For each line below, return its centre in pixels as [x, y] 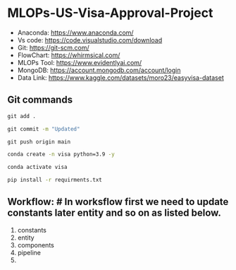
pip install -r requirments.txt [55, 180]
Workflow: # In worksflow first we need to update [118, 202]
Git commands [40, 100]
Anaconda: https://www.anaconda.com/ [75, 33]
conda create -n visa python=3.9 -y [61, 154]
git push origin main [39, 142]
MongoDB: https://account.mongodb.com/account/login [99, 70]
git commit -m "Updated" [44, 129]
